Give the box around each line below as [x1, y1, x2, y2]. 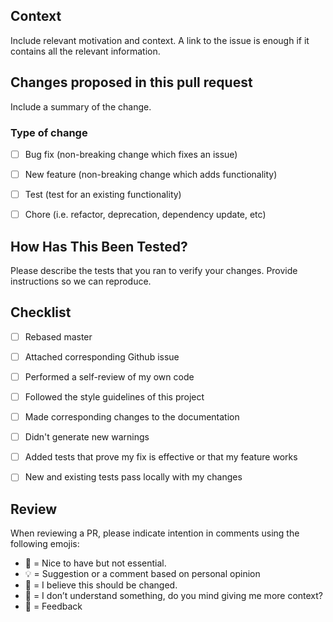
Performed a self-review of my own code [24, 370, 195, 383]
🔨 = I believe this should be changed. [24, 579, 178, 591]
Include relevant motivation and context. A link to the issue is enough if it [10, 34, 310, 46]
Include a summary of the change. [10, 100, 152, 113]
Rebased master [24, 330, 93, 343]
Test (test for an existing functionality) [24, 189, 182, 201]
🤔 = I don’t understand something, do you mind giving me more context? [24, 590, 324, 602]
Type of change [10, 125, 88, 139]
